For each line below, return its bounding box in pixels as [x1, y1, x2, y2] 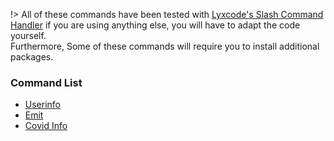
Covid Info [24, 120, 68, 132]
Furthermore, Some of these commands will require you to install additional [10, 40, 320, 52]
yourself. [10, 30, 47, 41]
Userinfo [24, 99, 62, 111]
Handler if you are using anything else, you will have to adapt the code [10, 19, 301, 31]
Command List [10, 75, 83, 89]
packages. [10, 51, 54, 63]
